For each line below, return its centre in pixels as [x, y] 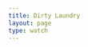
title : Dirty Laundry [44, 16]
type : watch [28, 30]
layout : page [30, 23]
